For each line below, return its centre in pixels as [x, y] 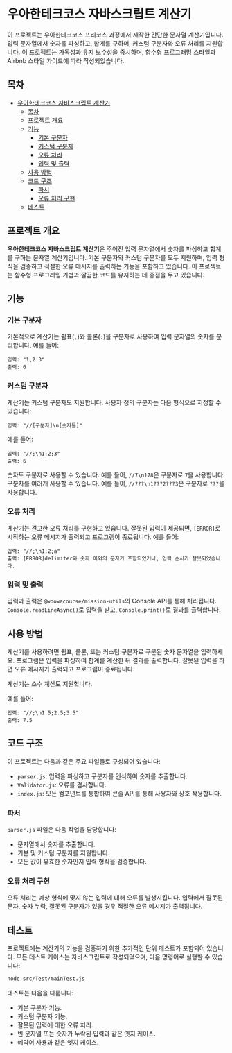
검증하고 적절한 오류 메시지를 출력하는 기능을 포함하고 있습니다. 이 [108, 266]
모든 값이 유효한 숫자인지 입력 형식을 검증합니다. [82, 862]
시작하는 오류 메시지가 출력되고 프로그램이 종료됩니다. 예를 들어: [93, 537]
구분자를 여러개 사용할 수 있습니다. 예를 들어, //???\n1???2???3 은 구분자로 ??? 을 [116, 483]
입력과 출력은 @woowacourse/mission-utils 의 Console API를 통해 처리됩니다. [112, 601]
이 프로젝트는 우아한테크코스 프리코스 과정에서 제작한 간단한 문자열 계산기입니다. [115, 35]
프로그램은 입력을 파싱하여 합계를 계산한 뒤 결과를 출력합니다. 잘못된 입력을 [117, 660]
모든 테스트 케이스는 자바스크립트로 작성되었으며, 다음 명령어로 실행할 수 [113, 957]
